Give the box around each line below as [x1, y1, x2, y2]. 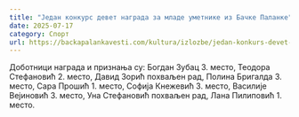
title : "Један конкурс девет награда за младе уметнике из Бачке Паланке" [9, 12, 293, 22]
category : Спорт [9, 29, 69, 38]
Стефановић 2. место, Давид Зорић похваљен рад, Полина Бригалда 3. [9, 72, 282, 82]
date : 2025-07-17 [9, 21, 74, 30]
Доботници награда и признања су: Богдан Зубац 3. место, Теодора [9, 62, 271, 73]
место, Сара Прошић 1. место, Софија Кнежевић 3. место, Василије [9, 81, 267, 91]
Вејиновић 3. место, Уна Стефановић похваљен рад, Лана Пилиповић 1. [9, 90, 283, 101]
